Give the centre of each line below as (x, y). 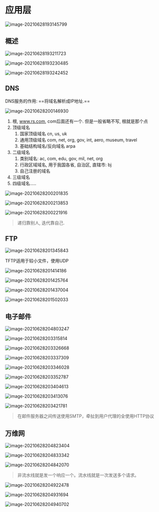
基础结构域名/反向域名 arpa (48, 146)
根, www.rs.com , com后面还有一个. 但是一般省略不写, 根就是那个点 (80, 121)
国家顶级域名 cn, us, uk (43, 133)
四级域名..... (24, 183)
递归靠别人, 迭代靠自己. (41, 223)
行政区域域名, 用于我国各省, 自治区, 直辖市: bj (66, 165)
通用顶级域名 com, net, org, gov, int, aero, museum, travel (78, 140)
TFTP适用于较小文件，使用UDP (37, 261)
